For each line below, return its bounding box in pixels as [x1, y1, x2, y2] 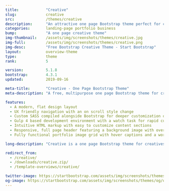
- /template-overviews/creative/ [10, 164, 80, 169]
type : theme [5, 54, 57, 59]
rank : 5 [5, 59, 49, 64]
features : [5, 100, 26, 105]
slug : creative [5, 12, 64, 17]
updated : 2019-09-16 [5, 77, 69, 82]
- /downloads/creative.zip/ [10, 160, 69, 165]
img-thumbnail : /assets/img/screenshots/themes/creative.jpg [5, 36, 143, 41]
